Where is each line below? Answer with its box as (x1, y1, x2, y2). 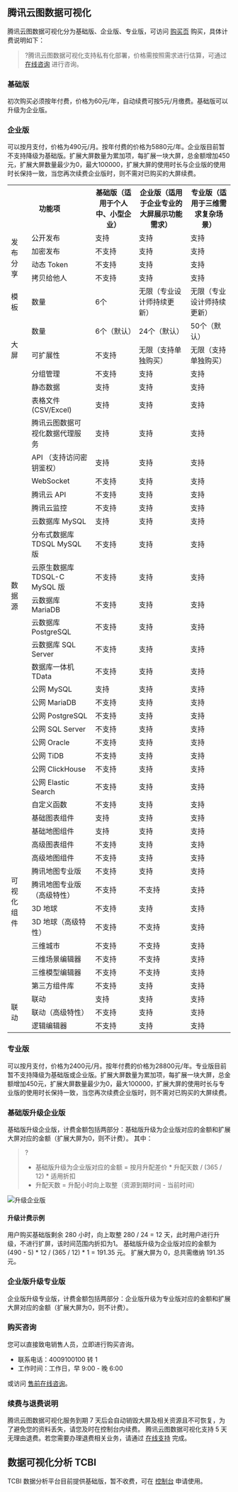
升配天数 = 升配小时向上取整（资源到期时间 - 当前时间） (35, 1181, 199, 1189)
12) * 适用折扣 (35, 1172, 76, 1180)
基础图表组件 (31, 813, 74, 823)
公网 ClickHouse (31, 764, 86, 774)
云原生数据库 (31, 563, 74, 573)
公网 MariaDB (31, 698, 76, 708)
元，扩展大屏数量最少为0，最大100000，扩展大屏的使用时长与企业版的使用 (7, 161, 226, 169)
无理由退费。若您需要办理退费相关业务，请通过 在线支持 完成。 (7, 1434, 191, 1442)
